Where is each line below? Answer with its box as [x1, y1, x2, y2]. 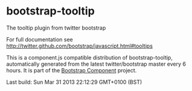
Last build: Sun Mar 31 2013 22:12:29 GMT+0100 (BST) [6, 78, 142, 86]
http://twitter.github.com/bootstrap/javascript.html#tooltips [6, 42, 153, 49]
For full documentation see [6, 36, 74, 43]
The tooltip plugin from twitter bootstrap [6, 24, 106, 31]
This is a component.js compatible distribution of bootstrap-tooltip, [6, 54, 173, 61]
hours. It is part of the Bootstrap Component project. [6, 66, 137, 74]
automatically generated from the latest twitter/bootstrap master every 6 [6, 60, 186, 67]
